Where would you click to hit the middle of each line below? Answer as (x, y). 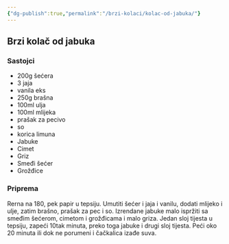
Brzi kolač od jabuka (51, 42)
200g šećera (35, 76)
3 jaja (25, 83)
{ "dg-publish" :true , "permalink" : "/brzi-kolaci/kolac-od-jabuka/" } (104, 13)
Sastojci (21, 60)
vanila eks (31, 91)
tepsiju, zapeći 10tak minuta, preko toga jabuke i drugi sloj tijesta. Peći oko (112, 225)
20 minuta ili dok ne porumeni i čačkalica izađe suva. (82, 233)
